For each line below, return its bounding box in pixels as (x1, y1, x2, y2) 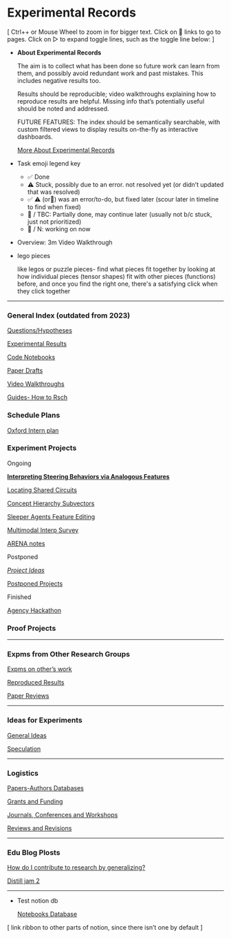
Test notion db (16, 897, 58, 905)
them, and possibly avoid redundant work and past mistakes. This (16, 69, 204, 77)
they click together (16, 286, 71, 295)
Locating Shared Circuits (7, 485, 78, 494)
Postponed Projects (7, 579, 63, 587)
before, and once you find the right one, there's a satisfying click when (16, 280, 218, 288)
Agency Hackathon (7, 606, 62, 614)
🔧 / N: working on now (27, 224, 91, 233)
